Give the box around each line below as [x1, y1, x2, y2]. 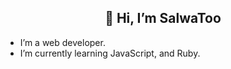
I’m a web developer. [19, 36, 106, 48]
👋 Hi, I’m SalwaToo [104, 10, 222, 27]
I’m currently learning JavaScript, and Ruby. [19, 47, 201, 59]
